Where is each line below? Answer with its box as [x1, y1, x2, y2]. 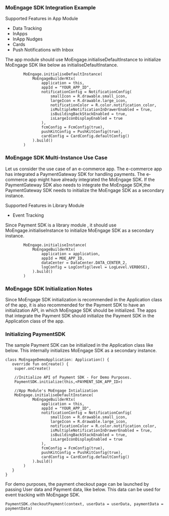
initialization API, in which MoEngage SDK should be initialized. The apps [5, 307, 157, 313]
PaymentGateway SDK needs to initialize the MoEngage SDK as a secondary [5, 187, 164, 193]
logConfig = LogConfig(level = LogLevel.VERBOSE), [41, 264, 150, 269]
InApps [12, 31, 28, 37]
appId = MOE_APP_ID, [41, 256, 85, 261]
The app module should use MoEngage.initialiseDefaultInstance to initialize [5, 57, 161, 63]
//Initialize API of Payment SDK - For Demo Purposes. [14, 375, 132, 380]
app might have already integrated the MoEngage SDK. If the [28, 176, 155, 182]
